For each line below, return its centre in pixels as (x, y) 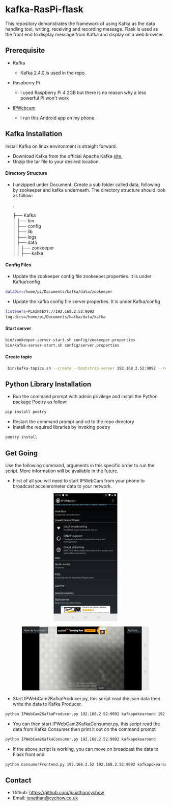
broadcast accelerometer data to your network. (62, 486)
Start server (18, 329)
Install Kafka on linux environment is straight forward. (61, 146)
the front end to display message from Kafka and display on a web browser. (85, 34)
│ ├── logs (24, 237)
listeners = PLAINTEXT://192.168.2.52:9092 (50, 311)
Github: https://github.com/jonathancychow (58, 793)
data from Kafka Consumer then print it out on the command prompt (84, 729)
